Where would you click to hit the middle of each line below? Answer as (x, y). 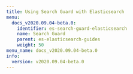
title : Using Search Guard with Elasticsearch (65, 12)
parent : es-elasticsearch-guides (59, 39)
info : (13, 56)
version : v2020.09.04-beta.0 (48, 61)
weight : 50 (31, 45)
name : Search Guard (41, 34)
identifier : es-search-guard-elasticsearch (72, 28)
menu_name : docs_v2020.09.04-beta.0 (52, 51)
